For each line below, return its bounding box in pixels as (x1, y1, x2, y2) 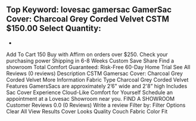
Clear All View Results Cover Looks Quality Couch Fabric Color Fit (6, 107, 168, 115)
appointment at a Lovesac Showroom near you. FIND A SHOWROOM (6, 95, 175, 102)
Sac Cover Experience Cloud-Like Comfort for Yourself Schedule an (6, 89, 173, 96)
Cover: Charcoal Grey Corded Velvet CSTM (6, 14, 170, 24)
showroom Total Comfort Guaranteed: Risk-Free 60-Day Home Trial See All (6, 63, 191, 70)
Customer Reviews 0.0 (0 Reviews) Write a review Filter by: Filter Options (6, 101, 186, 108)
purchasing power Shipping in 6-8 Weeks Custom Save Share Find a (6, 57, 175, 64)
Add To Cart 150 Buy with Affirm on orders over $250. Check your (6, 51, 168, 58)
